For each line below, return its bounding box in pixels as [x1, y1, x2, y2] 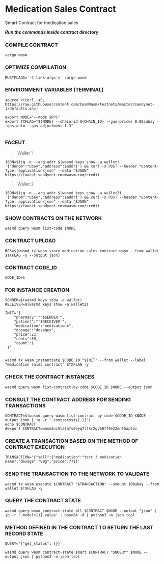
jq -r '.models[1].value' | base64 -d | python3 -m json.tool [5, 512, 135, 517]
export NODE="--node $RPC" [5, 114, 60, 120]
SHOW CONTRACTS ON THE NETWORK [5, 215, 102, 222]
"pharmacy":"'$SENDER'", [14, 315, 65, 320]
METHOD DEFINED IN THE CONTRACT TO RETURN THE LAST [5, 524, 154, 531]
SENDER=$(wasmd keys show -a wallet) [5, 298, 82, 303]
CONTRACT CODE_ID [5, 264, 57, 271]
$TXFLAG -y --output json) [5, 253, 60, 258]
